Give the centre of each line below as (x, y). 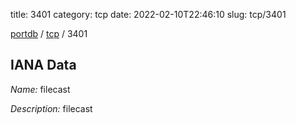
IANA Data (43, 65)
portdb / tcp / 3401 (49, 33)
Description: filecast (51, 108)
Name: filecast (40, 89)
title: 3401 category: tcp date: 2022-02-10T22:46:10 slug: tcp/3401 (148, 14)
